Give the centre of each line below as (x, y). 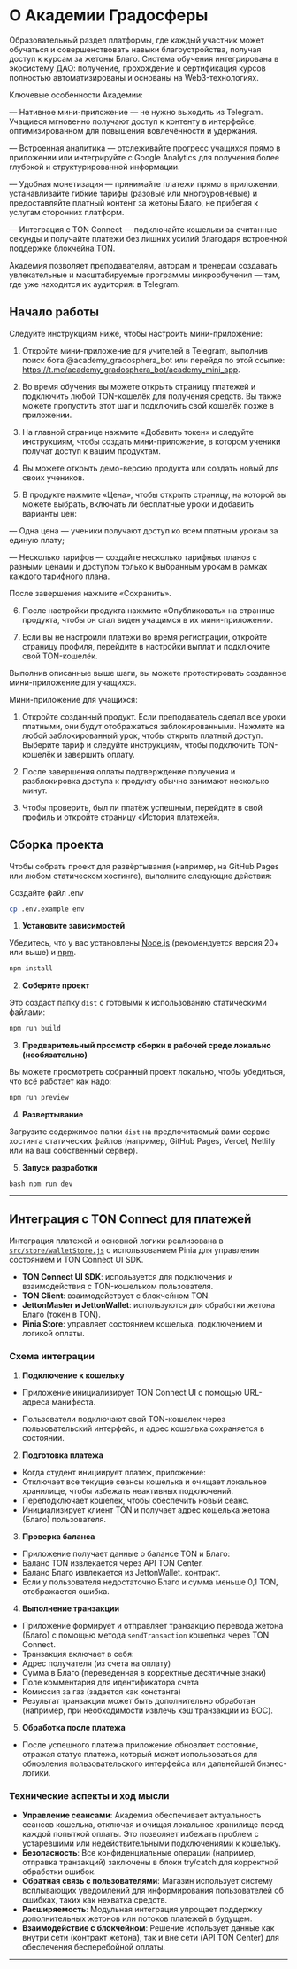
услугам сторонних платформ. (67, 212)
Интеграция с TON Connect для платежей (130, 1219)
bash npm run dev (41, 1184)
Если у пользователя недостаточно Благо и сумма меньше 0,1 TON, (150, 1582)
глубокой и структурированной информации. (95, 167)
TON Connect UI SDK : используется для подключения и (127, 1276)
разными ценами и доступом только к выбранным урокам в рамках (138, 566)
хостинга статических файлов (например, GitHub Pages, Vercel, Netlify (142, 1141)
